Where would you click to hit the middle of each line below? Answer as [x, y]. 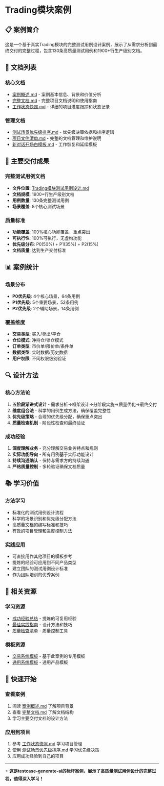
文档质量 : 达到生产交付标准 [39, 250]
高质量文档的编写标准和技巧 [40, 524]
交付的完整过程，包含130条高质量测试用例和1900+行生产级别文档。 [77, 50]
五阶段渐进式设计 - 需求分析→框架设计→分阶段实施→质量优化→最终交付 [84, 404]
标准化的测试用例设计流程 [38, 512]
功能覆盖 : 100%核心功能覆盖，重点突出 [51, 232]
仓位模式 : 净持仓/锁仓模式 [38, 340]
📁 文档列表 [21, 67]
